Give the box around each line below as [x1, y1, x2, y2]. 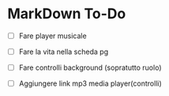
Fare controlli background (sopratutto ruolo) [18, 63, 162, 72]
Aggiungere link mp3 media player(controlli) [18, 79, 163, 88]
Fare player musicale [18, 31, 88, 40]
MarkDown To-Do [7, 5, 126, 23]
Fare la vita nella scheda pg [18, 47, 108, 56]
